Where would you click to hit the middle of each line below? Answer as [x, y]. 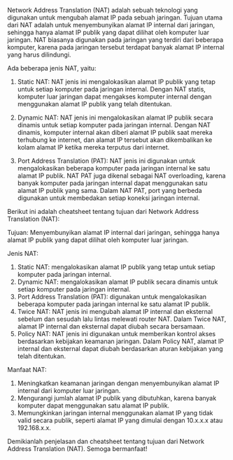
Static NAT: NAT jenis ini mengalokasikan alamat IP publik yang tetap [116, 82]
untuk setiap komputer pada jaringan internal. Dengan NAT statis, [112, 89]
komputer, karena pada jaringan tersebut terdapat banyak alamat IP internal [116, 47]
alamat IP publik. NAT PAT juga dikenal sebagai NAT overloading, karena [121, 175]
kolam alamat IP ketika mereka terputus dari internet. [93, 147]
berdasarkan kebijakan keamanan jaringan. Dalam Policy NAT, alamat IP [121, 341]
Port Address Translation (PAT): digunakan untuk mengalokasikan [112, 297]
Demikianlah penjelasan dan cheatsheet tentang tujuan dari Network [106, 441]
